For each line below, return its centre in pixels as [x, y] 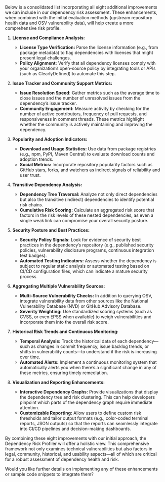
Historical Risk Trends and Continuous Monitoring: [65, 332]
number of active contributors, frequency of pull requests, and [83, 114]
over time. [30, 357]
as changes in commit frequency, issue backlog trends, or [90, 346]
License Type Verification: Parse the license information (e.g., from [89, 47]
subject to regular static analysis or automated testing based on [84, 266]
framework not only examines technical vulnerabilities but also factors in [79, 449]
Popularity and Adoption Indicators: [50, 139]
